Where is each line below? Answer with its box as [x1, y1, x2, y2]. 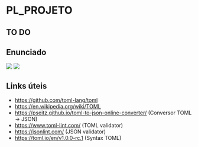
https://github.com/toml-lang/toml [14, 97, 98, 104]
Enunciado [6, 47, 47, 57]
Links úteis [6, 81, 47, 91]
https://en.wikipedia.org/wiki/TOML [14, 103, 102, 110]
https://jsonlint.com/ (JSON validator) [14, 128, 106, 135]
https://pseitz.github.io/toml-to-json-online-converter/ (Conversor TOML [14, 109, 192, 116]
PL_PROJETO [6, 4, 73, 17]
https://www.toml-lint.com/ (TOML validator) [14, 122, 123, 129]
